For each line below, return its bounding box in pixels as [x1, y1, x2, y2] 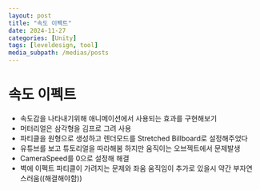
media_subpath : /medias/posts [8, 49, 110, 57]
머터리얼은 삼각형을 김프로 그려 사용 [19, 123, 132, 133]
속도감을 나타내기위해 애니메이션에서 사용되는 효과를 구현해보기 [19, 113, 218, 123]
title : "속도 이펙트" [8, 19, 72, 27]
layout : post [8, 11, 52, 20]
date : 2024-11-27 [8, 26, 66, 34]
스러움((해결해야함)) [19, 173, 82, 183]
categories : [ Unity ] [8, 34, 78, 42]
